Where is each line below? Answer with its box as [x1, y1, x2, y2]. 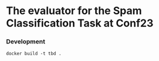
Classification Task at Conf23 [6, 16, 154, 30]
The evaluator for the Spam [6, 4, 142, 18]
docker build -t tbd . [6, 51, 62, 57]
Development [6, 38, 46, 46]
